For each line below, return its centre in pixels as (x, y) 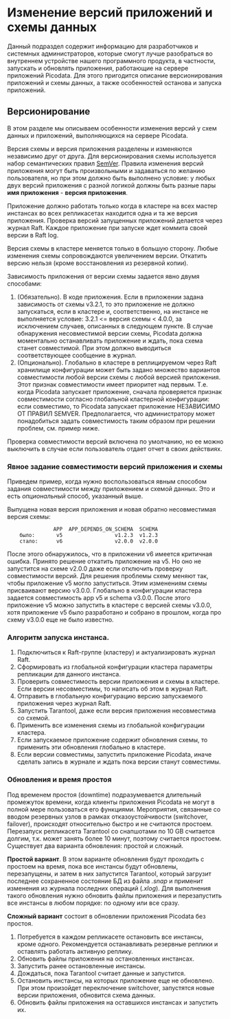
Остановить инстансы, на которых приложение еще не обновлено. (115, 981)
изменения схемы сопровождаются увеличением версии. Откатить (107, 255)
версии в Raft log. (33, 235)
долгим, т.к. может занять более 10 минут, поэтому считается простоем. (114, 838)
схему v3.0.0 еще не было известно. (61, 620)
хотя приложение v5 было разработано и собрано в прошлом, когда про (114, 612)
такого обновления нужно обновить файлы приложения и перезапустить (114, 895)
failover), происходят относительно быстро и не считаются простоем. (110, 824)
